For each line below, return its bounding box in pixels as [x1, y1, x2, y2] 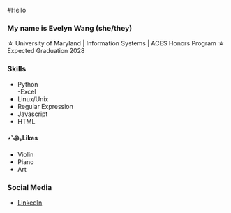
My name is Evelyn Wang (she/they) [7, 23, 133, 33]
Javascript [17, 110, 48, 118]
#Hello [7, 6, 27, 14]
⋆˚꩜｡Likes [7, 134, 38, 142]
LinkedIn [17, 198, 43, 207]
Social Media [7, 182, 52, 192]
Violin [17, 150, 34, 159]
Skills [7, 64, 27, 74]
